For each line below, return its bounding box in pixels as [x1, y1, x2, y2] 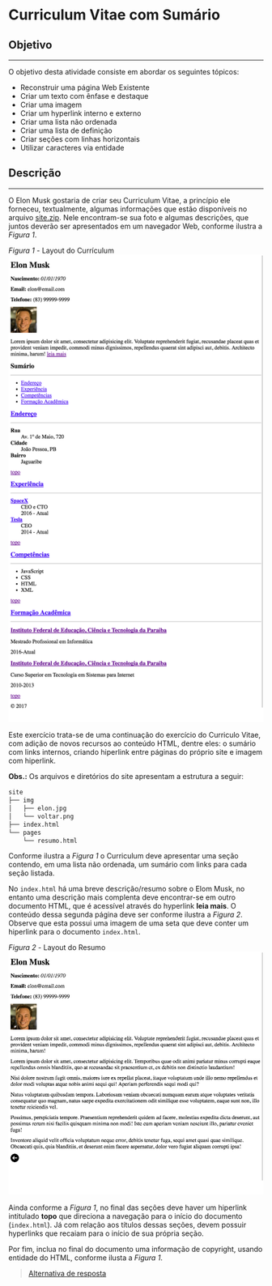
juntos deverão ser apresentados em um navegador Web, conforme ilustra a [8, 221, 263, 231]
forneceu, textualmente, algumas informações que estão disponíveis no [8, 204, 248, 214]
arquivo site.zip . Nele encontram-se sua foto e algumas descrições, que [8, 212, 249, 222]
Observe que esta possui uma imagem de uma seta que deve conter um [8, 918, 249, 928]
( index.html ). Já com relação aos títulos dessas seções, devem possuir [8, 1220, 247, 1230]
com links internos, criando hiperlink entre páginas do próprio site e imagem [8, 747, 263, 757]
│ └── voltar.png [8, 812, 74, 821]
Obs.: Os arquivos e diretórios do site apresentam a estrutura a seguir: [8, 772, 244, 781]
